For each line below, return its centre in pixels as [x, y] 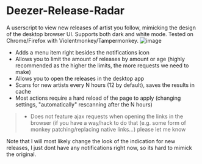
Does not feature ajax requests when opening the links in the [107, 116]
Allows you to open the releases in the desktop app [80, 78]
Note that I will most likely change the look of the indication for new [91, 141]
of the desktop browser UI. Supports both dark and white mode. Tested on [100, 34]
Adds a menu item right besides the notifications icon [82, 52]
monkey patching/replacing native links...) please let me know [108, 129]
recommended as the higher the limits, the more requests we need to [102, 65]
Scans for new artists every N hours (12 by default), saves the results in [105, 85]
